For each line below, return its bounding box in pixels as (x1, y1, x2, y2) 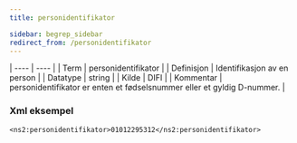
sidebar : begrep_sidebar (9, 29, 103, 39)
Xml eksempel (9, 105, 74, 118)
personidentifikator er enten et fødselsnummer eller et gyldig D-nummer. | (9, 82, 285, 93)
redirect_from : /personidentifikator (9, 38, 152, 47)
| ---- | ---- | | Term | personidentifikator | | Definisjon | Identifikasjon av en (9, 62, 289, 73)
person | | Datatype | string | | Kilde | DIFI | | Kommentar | (9, 72, 223, 83)
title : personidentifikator (9, 13, 116, 23)
